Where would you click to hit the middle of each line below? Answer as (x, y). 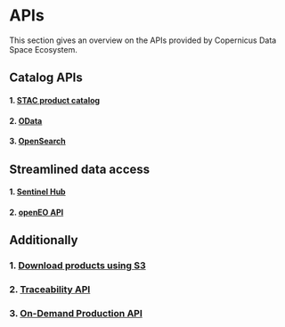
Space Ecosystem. (44, 49)
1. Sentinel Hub (37, 192)
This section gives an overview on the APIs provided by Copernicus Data (143, 40)
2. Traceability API (50, 289)
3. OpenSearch (38, 141)
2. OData (26, 120)
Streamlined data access (80, 169)
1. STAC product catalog (55, 100)
